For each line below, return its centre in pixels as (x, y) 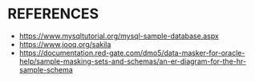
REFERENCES (53, 14)
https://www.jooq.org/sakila (65, 44)
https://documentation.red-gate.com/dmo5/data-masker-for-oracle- (132, 53)
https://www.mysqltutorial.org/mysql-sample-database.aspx (119, 36)
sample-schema (46, 69)
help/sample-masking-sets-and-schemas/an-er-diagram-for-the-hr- (132, 61)
